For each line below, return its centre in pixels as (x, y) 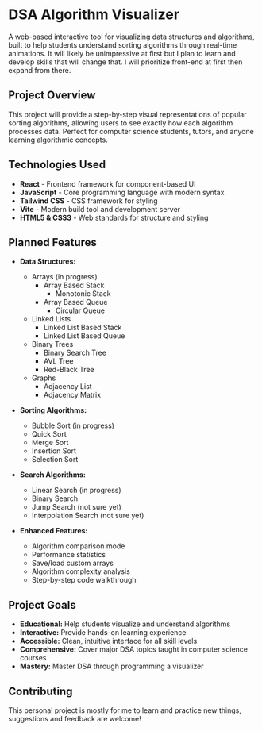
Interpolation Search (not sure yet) (88, 516)
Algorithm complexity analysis (81, 571)
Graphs (44, 378)
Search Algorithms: (52, 475)
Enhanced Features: (54, 531)
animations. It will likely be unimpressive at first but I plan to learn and (122, 53)
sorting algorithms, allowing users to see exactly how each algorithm (121, 123)
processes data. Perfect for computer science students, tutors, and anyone (131, 131)
